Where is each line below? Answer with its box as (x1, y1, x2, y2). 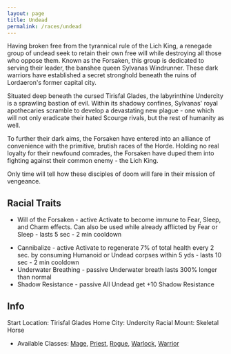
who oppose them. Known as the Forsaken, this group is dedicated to (7, 57, 205, 65)
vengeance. (7, 177, 41, 186)
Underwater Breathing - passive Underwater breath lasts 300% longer (17, 266, 217, 274)
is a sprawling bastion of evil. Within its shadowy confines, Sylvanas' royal (7, 99, 219, 108)
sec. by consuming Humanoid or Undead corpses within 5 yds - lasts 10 (17, 251, 222, 259)
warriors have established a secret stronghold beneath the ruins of (7, 71, 197, 79)
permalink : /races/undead (7, 23, 81, 30)
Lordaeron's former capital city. (7, 79, 97, 87)
